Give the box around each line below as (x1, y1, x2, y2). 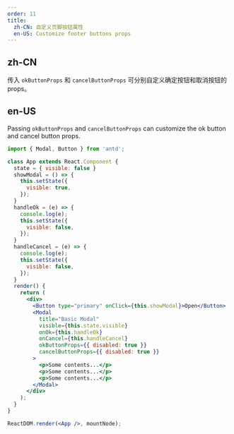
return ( (20, 289, 46, 296)
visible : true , (25, 184, 71, 191)
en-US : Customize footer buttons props (13, 30, 131, 37)
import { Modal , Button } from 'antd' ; (7, 145, 125, 152)
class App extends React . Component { (7, 158, 119, 165)
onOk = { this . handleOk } (38, 329, 103, 336)
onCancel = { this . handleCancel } (38, 335, 129, 342)
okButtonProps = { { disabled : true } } (38, 342, 147, 349)
